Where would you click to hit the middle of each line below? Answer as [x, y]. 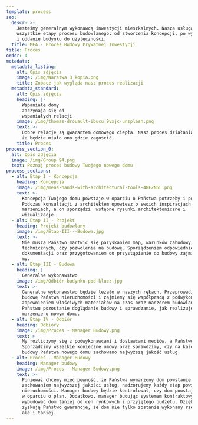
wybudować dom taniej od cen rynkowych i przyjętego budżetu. [100, 402]
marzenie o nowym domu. [51, 314]
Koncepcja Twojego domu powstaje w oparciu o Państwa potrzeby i [103, 199]
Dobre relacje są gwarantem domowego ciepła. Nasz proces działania [108, 133]
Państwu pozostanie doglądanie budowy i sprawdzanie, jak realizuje [108, 309]
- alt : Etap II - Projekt [43, 220]
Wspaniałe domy [40, 105]
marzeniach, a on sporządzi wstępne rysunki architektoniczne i [103, 210]
